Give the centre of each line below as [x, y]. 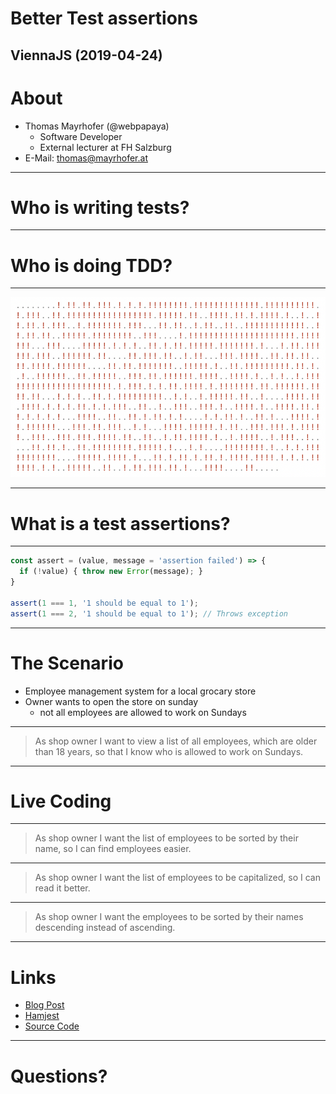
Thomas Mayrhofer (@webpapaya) [97, 126]
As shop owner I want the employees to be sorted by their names [169, 917]
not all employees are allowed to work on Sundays [143, 712]
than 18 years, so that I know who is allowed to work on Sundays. [169, 751]
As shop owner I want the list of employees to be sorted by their [166, 838]
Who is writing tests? [100, 207]
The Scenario [67, 663]
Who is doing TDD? [91, 265]
